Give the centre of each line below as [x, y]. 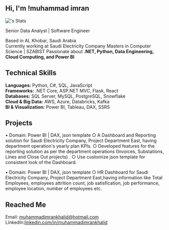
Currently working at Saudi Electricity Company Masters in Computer [78, 46]
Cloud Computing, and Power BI [40, 57]
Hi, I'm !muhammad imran [47, 8]
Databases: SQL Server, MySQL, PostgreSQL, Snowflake [66, 96]
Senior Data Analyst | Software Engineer [48, 31]
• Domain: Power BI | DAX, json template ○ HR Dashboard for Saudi [77, 172]
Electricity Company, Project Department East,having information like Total [84, 178]
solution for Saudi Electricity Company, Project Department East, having [81, 141]
